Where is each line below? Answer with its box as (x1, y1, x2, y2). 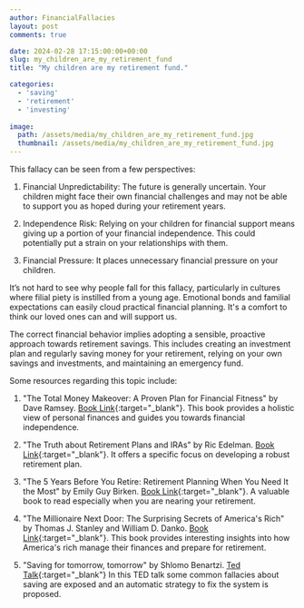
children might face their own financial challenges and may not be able (22, 191, 288, 201)
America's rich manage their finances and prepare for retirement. (22, 542, 267, 553)
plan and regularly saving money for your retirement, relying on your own (9, 348, 283, 358)
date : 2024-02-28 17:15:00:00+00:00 (9, 46, 148, 55)
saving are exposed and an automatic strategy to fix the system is (22, 579, 270, 590)
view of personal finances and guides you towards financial (22, 412, 246, 423)
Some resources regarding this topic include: (9, 376, 178, 386)
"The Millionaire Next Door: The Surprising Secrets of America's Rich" (22, 514, 285, 524)
